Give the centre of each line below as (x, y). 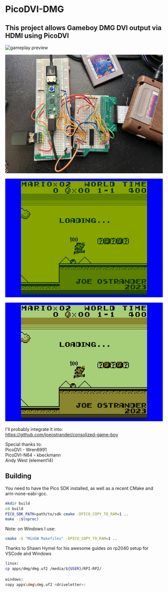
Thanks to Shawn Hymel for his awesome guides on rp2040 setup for (77, 548)
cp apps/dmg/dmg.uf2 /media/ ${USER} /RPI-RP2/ (53, 569)
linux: (12, 563)
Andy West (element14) (29, 460)
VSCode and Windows (28, 554)
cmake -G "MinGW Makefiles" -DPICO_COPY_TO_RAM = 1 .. (61, 539)
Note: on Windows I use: (30, 529)
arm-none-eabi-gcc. (26, 494)
